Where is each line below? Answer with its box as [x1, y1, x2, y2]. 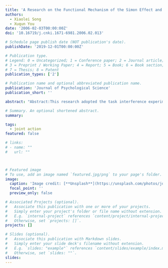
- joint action [9, 126, 41, 131]
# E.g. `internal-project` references [5, 213, 91, 218]
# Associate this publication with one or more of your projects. [5, 204, 151, 209]
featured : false [5, 131, 39, 136]
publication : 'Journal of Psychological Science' [5, 85, 111, 90]
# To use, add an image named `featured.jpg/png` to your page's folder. [5, 172, 162, 177]
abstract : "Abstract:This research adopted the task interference [5, 99, 146, 104]
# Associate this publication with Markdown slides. [5, 236, 122, 241]
